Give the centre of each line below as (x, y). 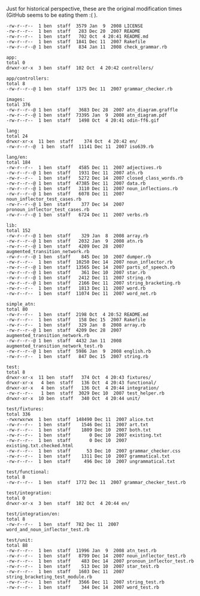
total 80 (17, 309)
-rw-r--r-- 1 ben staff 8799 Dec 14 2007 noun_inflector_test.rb (96, 556)
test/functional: (28, 472)
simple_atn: (21, 304)
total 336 (19, 414)
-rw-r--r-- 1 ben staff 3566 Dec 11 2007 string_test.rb (85, 582)
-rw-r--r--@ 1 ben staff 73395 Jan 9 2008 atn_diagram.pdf (87, 115)
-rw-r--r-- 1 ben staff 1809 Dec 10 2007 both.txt (79, 430)
